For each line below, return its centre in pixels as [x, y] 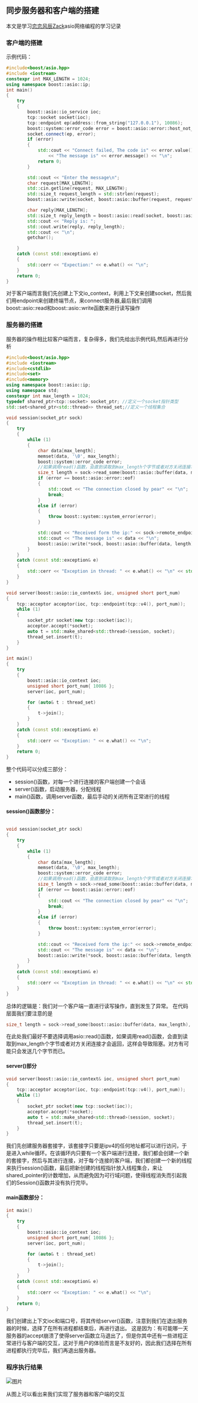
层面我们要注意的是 [29, 1013]
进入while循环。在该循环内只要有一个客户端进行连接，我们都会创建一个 [98, 1153]
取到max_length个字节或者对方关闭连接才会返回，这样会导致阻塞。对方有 [95, 1044]
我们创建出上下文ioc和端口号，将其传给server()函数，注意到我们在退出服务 [97, 1321]
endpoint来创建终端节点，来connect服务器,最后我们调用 [84, 301]
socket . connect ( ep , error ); [62, 134]
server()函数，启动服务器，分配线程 [58, 789]
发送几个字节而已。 [45, 1051]
